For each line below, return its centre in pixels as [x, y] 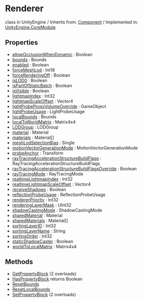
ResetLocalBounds [31, 289]
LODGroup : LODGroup [35, 127]
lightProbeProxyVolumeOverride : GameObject [59, 106]
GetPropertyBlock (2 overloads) [44, 274]
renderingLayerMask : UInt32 [42, 205]
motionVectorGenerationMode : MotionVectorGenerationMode [75, 148]
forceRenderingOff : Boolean [41, 75]
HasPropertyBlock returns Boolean [47, 279]
